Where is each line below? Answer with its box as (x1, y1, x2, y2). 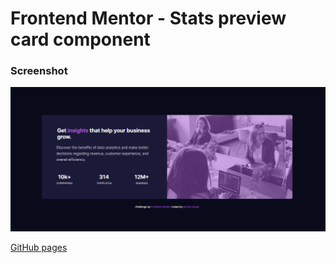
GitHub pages (10, 242, 68, 254)
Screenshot (10, 64, 68, 78)
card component (10, 28, 151, 51)
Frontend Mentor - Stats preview (10, 7, 287, 30)
